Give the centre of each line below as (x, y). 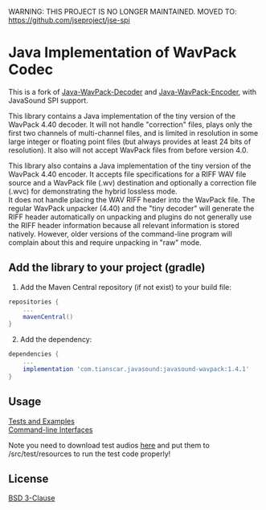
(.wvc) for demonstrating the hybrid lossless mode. (93, 191)
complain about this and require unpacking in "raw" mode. (105, 242)
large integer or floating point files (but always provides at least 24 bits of (130, 141)
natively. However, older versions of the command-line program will (121, 234)
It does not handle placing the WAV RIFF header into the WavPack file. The (132, 199)
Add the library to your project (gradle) (107, 268)
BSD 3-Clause (32, 498)
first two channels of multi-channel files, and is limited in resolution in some (133, 133)
